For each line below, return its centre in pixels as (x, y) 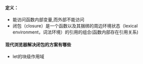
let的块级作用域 (28, 56)
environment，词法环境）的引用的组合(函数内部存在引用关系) (76, 32)
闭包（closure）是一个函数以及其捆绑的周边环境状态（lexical (75, 26)
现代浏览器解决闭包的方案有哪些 (38, 44)
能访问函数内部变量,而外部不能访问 (48, 19)
